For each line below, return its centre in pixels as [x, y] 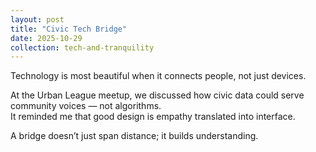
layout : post [37, 19]
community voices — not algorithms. [86, 106]
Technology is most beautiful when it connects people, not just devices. [158, 76]
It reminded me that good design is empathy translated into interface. [153, 117]
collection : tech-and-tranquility [82, 47]
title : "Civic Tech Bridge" [69, 29]
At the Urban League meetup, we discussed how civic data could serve [157, 95]
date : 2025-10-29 [46, 38]
